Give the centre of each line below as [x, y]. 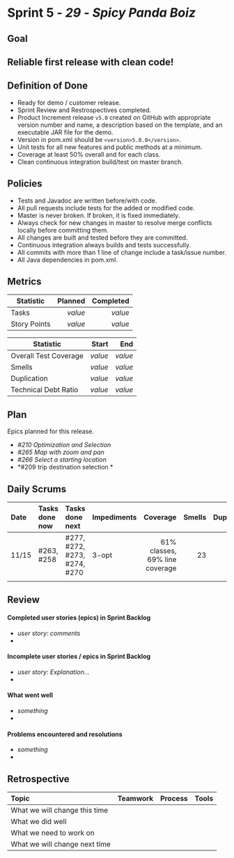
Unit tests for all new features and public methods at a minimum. [110, 147]
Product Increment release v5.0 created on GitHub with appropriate [114, 117]
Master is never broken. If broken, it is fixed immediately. [99, 215]
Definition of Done [48, 86]
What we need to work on [53, 833]
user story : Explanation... [53, 672]
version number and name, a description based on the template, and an [120, 125]
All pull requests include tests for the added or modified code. [106, 208]
